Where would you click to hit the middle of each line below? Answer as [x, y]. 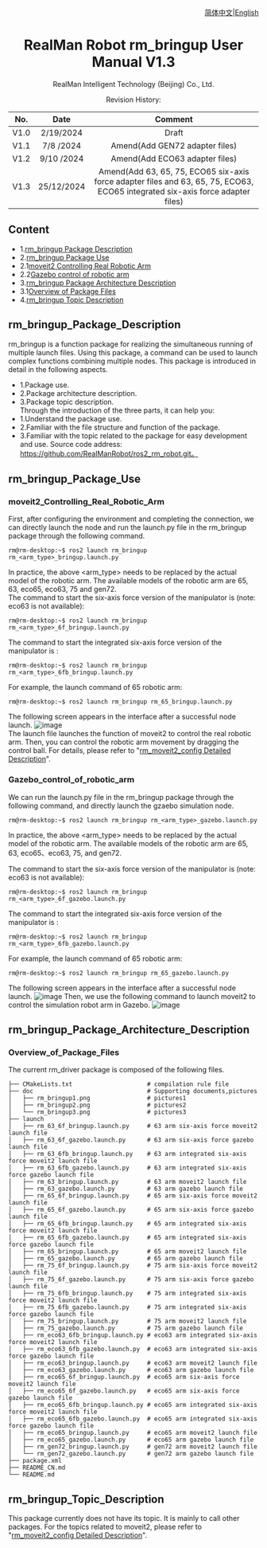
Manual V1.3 [133, 62]
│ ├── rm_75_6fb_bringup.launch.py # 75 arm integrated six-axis [128, 1294]
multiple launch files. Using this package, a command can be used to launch [133, 352]
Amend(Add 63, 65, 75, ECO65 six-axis [174, 171]
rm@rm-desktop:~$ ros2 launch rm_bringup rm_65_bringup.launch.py [120, 702]
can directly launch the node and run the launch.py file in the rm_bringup [128, 527]
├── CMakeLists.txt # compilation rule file [118, 1084]
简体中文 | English [232, 12]
